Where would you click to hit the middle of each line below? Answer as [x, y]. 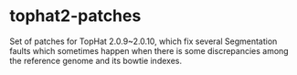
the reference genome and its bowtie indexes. [96, 60]
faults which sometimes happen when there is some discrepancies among [149, 50]
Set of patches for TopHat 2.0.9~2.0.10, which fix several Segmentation [143, 41]
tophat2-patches [75, 16]
